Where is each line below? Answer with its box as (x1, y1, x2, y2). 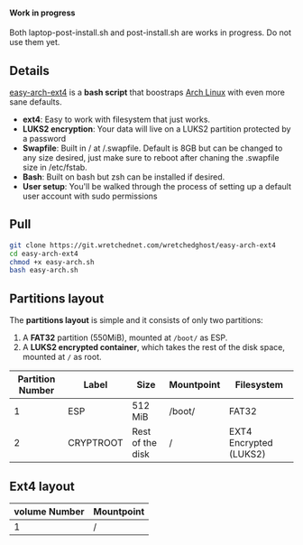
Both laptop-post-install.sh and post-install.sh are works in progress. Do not (9, 27, 291, 38)
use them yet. (9, 37, 60, 48)
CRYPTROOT (67, 437, 124, 449)
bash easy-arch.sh (9, 266, 78, 275)
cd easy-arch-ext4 (9, 249, 78, 258)
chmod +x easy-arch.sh (9, 257, 95, 266)
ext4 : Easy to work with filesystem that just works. (22, 114, 210, 125)
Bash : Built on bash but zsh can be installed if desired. (22, 171, 225, 182)
